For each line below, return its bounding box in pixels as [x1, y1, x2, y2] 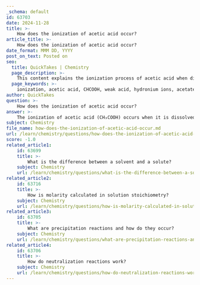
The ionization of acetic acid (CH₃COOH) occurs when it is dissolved [17, 114, 196, 120]
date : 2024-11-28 [6, 20, 49, 26]
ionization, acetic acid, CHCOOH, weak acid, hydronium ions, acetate [17, 87, 196, 93]
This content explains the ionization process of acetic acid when [17, 75, 187, 81]
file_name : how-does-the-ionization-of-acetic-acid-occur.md [6, 125, 161, 131]
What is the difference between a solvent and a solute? [27, 159, 171, 165]
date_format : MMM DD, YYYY [6, 48, 73, 54]
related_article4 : [6, 242, 52, 248]
